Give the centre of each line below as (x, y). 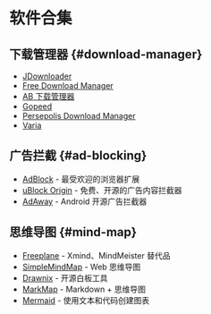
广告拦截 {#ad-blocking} (78, 156)
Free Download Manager (68, 85)
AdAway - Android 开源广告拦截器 (84, 201)
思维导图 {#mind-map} (73, 232)
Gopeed (37, 106)
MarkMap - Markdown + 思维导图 (84, 289)
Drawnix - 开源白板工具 (65, 277)
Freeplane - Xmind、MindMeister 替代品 (96, 255)
